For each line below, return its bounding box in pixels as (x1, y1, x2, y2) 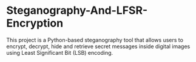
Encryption (6, 16, 64, 30)
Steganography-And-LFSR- (6, 4, 148, 17)
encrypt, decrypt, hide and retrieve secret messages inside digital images (6, 43, 191, 50)
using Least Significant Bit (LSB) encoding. (6, 49, 113, 56)
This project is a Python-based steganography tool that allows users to (6, 36, 184, 43)
